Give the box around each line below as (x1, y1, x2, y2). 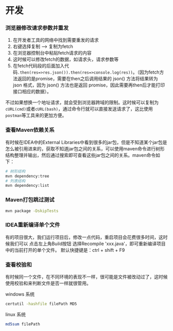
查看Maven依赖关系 (5, 127, 55, 134)
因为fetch (139, 69, 160, 75)
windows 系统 (5, 291, 35, 298)
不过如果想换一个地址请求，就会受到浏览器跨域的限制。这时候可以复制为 (5, 99, 159, 106)
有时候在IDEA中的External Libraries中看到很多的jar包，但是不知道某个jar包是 (5, 139, 167, 145)
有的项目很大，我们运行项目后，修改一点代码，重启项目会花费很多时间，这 (5, 234, 163, 240)
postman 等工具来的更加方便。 (5, 112, 67, 118)
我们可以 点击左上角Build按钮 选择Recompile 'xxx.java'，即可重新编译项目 (9, 240, 166, 247)
